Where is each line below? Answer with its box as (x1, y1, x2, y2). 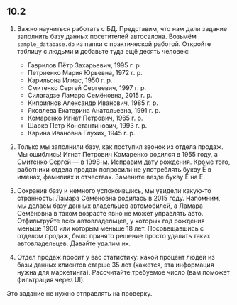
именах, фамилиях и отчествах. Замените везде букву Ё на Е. (16, 172, 205, 181)
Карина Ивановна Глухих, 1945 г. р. (27, 128, 136, 137)
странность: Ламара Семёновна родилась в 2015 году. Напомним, (16, 194, 221, 202)
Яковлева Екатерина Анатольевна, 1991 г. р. (27, 106, 161, 114)
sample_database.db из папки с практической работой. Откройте (16, 39, 211, 48)
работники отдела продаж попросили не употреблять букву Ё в (16, 165, 212, 173)
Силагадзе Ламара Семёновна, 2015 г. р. (27, 91, 153, 99)
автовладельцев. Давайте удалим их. (16, 239, 131, 248)
